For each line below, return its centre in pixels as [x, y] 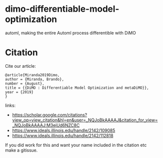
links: [10, 105]
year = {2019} [19, 92]
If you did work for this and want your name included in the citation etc [76, 145]
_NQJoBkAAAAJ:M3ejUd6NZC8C [46, 125]
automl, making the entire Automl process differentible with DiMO [71, 33]
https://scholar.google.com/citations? [50, 115]
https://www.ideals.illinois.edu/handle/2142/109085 [63, 130]
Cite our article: [20, 66]
